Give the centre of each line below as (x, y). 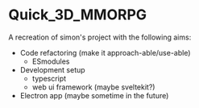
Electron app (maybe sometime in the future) (94, 95)
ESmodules (51, 61)
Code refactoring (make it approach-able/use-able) (105, 52)
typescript (49, 78)
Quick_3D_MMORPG (78, 15)
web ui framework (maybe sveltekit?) (93, 87)
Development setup (53, 69)
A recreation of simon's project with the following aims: (100, 37)
